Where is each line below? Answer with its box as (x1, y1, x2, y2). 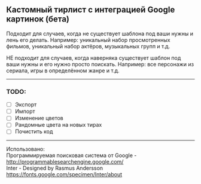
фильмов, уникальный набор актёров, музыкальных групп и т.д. (6, 42, 170, 50)
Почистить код (14, 128, 53, 135)
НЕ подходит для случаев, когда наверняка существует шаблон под (6, 54, 181, 62)
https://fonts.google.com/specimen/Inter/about (6, 171, 123, 178)
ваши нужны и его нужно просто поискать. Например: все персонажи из (6, 60, 194, 68)
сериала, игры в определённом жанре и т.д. (6, 67, 120, 74)
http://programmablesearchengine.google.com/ (6, 158, 124, 165)
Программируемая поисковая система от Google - (6, 152, 137, 159)
